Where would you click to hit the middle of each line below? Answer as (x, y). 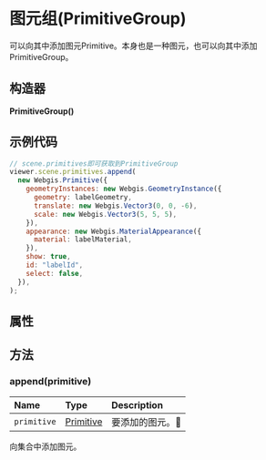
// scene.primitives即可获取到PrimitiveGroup (94, 164)
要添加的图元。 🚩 (146, 422)
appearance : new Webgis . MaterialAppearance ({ (114, 231)
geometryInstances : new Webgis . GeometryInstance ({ (124, 189)
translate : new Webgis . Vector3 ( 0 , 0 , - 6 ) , (115, 206)
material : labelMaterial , (82, 240)
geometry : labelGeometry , (82, 198)
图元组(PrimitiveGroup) (98, 19)
